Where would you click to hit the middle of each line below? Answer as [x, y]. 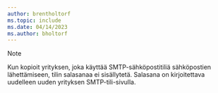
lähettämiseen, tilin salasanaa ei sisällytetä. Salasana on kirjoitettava [106, 75]
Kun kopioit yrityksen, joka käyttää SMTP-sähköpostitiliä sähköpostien [109, 67]
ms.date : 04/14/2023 [38, 27]
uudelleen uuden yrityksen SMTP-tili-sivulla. [72, 82]
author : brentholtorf [39, 14]
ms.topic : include [34, 20]
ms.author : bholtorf [38, 33]
